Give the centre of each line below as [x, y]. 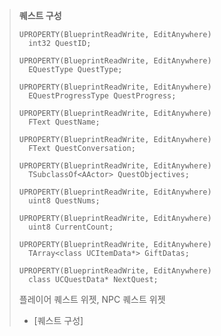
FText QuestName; [64, 122]
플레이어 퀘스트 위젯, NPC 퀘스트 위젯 [92, 299]
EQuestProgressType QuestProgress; [102, 96]
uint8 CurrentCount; [71, 227]
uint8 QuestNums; [64, 201]
